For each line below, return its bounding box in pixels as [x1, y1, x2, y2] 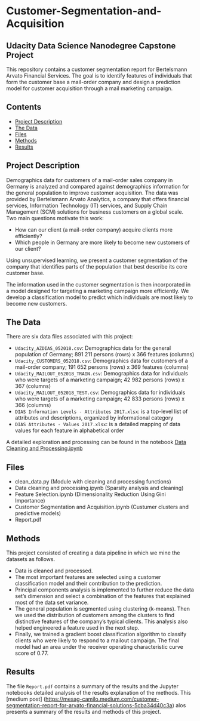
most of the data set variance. [14, 599, 89, 606]
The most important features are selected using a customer [14, 574, 161, 581]
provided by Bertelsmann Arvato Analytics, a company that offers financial [6, 195, 189, 202]
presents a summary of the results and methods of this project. [6, 708, 161, 715]
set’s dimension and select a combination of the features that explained [14, 593, 191, 600]
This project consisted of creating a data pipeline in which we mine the [6, 549, 180, 556]
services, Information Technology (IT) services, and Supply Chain [6, 202, 168, 209]
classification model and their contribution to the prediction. [14, 580, 162, 587]
